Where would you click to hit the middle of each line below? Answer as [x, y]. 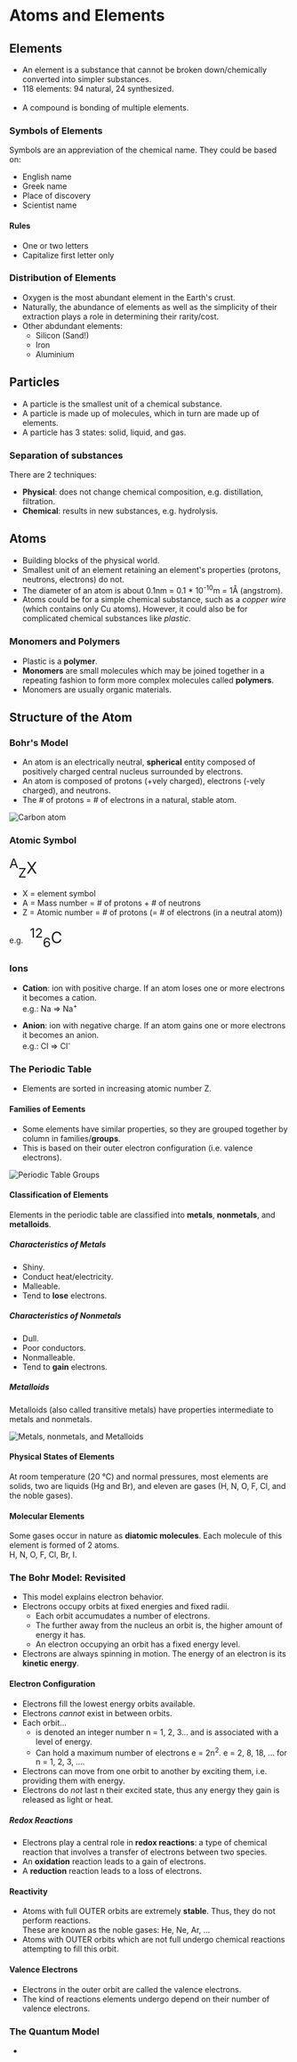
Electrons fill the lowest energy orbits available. [108, 1704]
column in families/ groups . [72, 1138]
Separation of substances [66, 455]
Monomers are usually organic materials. [96, 689]
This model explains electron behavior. [93, 1597]
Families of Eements [48, 1109]
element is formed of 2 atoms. [64, 1545]
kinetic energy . [51, 1664]
